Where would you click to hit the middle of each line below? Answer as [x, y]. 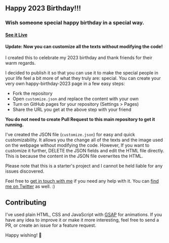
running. [14, 125]
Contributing [26, 202]
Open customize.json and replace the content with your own [76, 99]
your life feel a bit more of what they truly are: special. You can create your [83, 78]
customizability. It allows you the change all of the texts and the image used [84, 140]
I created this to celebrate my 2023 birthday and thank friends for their [79, 58]
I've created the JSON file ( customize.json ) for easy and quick [70, 135]
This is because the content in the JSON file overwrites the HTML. [74, 156]
